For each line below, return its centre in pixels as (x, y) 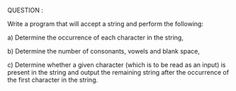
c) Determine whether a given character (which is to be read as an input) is (117, 65)
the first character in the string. (53, 80)
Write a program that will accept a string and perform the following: (106, 24)
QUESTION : (26, 10)
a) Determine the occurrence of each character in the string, (96, 37)
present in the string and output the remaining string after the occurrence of (118, 72)
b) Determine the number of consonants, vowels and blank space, (104, 51)
